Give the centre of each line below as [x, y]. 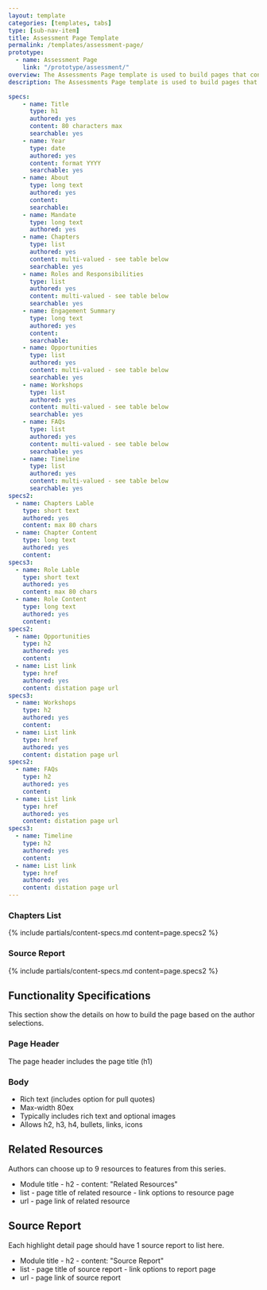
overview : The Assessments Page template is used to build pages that [128, 75]
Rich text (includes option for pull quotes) [87, 1099]
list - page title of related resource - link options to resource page [127, 1192]
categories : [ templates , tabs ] [60, 23]
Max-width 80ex [46, 1107]
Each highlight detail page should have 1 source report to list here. [116, 1245]
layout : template [37, 16]
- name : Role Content [51, 600]
